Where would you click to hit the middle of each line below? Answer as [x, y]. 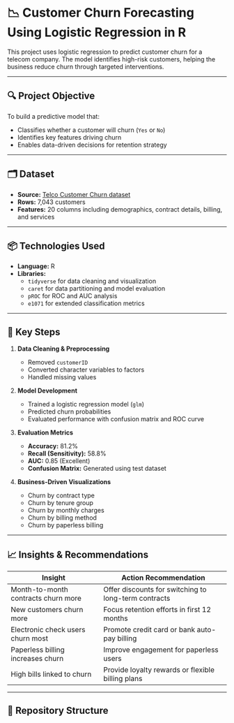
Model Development [47, 390]
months [116, 618]
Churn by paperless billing [65, 525]
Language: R [36, 266]
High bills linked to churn [51, 674]
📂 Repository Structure [58, 711]
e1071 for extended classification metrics [86, 303]
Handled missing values [62, 377]
